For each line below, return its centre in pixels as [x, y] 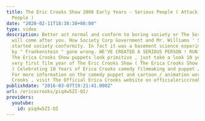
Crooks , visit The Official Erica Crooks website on [81, 80]
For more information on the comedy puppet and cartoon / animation [101, 75]
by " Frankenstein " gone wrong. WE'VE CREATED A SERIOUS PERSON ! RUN [105, 52]
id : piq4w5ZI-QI [38, 108]
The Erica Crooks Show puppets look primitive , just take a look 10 [102, 57]
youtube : [23, 103]
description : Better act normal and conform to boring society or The [98, 35]
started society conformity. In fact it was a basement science [95, 46]
